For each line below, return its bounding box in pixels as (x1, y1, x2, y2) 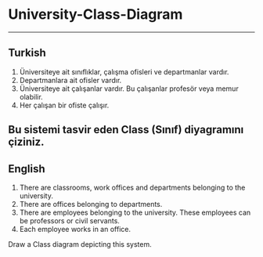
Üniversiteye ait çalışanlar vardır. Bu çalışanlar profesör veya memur (19, 84, 239, 93)
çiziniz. (8, 136, 45, 149)
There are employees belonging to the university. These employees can (19, 208, 251, 217)
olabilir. (19, 92, 43, 101)
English (8, 162, 45, 176)
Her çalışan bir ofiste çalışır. (19, 100, 110, 110)
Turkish (8, 46, 47, 60)
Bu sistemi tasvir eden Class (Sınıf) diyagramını (8, 123, 244, 136)
